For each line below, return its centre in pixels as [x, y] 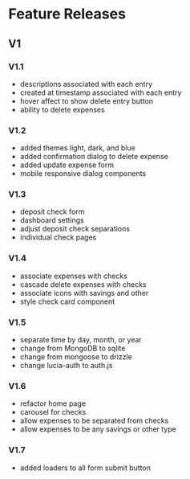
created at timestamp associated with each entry [101, 92]
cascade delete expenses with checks [83, 284]
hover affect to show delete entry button [87, 100]
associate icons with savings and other [84, 293]
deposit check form [52, 212]
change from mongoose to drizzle [76, 357]
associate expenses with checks [74, 276]
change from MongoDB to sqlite [73, 348]
